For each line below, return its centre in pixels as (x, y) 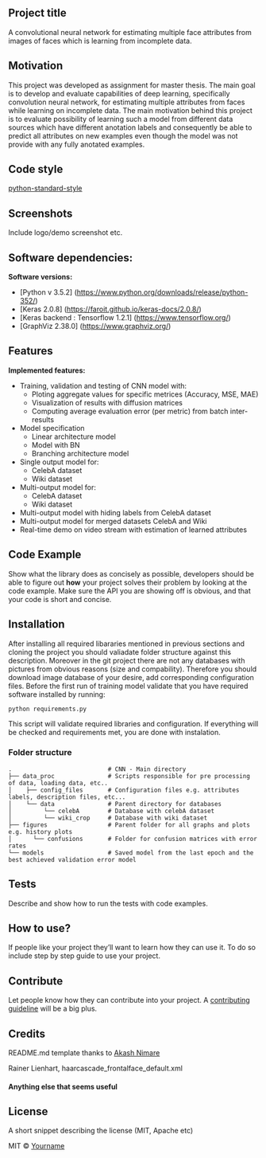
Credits (27, 1033)
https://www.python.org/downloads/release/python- (162, 292)
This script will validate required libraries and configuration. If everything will (133, 723)
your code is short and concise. (60, 599)
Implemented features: (47, 370)
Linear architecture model (74, 436)
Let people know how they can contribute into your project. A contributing (129, 1000)
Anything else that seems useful (63, 1086)
